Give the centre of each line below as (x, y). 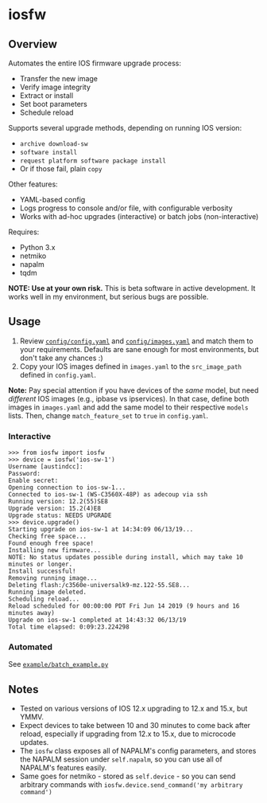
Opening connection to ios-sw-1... (67, 488)
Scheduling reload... (44, 599)
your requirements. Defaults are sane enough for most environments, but (139, 349)
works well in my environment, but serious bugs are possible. (108, 297)
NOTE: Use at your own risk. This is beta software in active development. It (132, 288)
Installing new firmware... (55, 550)
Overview (33, 44)
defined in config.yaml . (58, 374)
